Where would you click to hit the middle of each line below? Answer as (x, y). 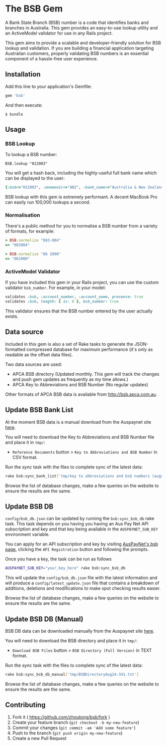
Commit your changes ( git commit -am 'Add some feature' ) (74, 728)
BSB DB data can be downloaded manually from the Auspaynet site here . (80, 631)
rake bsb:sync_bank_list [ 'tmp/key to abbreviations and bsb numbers (78, 476)
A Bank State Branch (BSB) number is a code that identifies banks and (77, 22)
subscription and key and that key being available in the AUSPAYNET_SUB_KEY (82, 529)
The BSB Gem (34, 9)
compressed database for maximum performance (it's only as (90, 349)
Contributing (25, 705)
